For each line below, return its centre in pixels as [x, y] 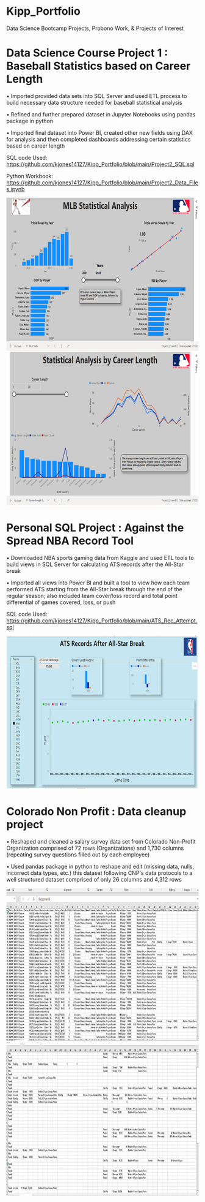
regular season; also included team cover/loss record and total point [92, 595]
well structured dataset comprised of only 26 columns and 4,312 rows [94, 879]
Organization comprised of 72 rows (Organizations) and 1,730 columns [95, 848]
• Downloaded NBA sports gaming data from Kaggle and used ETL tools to [100, 558]
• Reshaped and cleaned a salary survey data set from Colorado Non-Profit [101, 841]
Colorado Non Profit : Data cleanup [96, 811]
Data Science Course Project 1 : [87, 53]
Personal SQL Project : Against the [95, 528]
